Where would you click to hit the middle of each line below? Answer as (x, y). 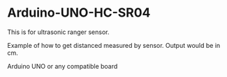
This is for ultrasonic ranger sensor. (58, 32)
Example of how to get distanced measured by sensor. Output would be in (114, 45)
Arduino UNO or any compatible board (63, 66)
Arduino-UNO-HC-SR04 (79, 13)
